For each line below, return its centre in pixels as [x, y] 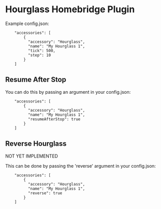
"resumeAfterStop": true [54, 119]
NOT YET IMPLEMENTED [32, 156]
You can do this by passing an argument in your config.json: [68, 92]
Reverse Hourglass [36, 144]
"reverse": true [45, 193]
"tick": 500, [42, 50]
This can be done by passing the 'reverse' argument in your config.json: [80, 166]
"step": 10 [39, 55]
